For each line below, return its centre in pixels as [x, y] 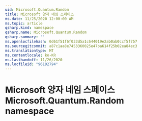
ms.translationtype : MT [29, 50]
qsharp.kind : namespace [29, 28]
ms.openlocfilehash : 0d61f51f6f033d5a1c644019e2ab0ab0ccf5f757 [71, 42]
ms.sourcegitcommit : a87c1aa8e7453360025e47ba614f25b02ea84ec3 [71, 46]
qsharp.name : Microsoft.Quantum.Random [46, 32]
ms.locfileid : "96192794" [31, 64]
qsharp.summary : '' [25, 37]
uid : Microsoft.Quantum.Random [37, 10]
